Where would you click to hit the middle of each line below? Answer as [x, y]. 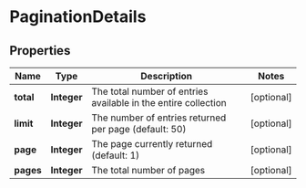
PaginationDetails [78, 17]
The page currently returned [152, 144]
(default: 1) [115, 155]
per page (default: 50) [138, 129]
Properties [40, 51]
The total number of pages [148, 170]
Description [167, 76]
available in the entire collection [158, 103]
